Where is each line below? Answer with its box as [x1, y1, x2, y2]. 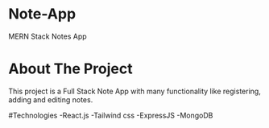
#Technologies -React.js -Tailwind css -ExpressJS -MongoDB [8, 110, 213, 120]
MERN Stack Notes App [8, 31, 87, 41]
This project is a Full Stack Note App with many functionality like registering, [8, 86, 262, 96]
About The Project [8, 60, 133, 78]
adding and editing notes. [8, 94, 93, 105]
